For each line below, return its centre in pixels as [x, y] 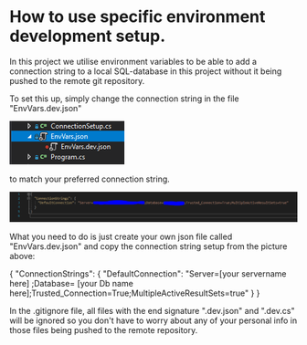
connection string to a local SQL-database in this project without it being [146, 71]
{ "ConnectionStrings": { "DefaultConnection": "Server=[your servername [148, 273]
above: [22, 256]
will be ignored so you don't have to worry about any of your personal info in [153, 320]
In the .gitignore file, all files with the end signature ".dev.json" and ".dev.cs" [152, 310]
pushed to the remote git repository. [77, 80]
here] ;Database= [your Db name [72, 283]
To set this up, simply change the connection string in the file [124, 99]
